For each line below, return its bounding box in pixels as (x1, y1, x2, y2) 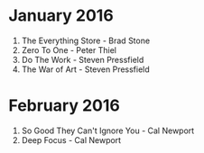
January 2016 (8, 5, 114, 26)
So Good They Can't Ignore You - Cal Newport (21, 125, 195, 136)
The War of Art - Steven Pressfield (21, 64, 150, 75)
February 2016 (8, 95, 121, 116)
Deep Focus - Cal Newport (21, 134, 122, 145)
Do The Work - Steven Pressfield (21, 54, 144, 65)
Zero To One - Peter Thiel (21, 44, 116, 55)
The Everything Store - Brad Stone (21, 35, 151, 46)
